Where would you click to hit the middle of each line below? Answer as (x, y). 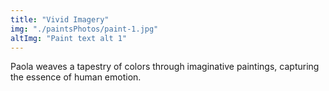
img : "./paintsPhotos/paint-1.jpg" (84, 29)
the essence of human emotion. (76, 77)
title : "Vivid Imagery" (60, 19)
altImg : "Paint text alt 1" (69, 38)
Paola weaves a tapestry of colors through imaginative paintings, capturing (165, 67)
